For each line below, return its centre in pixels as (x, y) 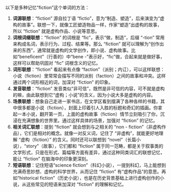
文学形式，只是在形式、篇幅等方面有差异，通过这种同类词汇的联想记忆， (89, 152)
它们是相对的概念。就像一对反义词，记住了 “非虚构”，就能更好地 (91, 133)
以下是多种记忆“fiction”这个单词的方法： (47, 7)
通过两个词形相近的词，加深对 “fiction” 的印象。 (63, 82)
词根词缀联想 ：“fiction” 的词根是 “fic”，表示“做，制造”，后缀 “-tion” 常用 (89, 38)
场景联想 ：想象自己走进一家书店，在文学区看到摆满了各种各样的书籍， (87, 101)
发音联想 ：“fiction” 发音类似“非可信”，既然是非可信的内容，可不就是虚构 (89, 89)
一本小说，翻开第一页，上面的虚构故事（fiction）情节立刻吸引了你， (89, 114)
